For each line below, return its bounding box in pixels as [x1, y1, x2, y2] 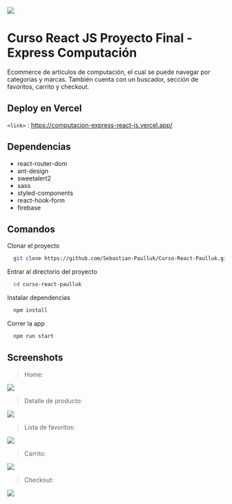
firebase [17, 203, 41, 212]
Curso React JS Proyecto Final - [7, 30, 193, 46]
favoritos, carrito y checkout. [7, 82, 90, 91]
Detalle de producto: [23, 396, 83, 404]
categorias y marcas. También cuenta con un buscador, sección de [7, 75, 199, 83]
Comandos [7, 223, 55, 235]
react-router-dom [17, 159, 68, 167]
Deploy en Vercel [7, 102, 82, 114]
